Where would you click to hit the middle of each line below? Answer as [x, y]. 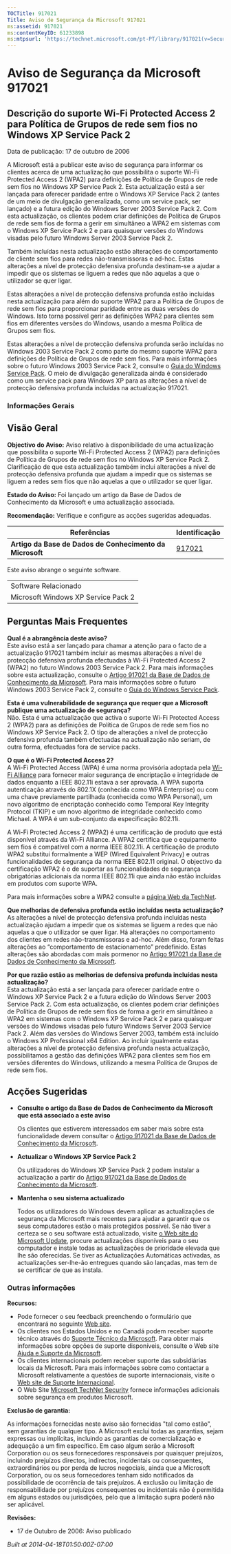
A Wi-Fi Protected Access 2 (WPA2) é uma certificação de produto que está [115, 832]
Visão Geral [33, 428]
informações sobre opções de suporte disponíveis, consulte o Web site [118, 1346]
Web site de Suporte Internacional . [66, 1382]
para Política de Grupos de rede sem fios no [102, 124]
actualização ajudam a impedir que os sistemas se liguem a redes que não [112, 925]
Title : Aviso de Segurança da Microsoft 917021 [77, 20]
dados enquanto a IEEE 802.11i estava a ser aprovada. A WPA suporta [106, 782]
